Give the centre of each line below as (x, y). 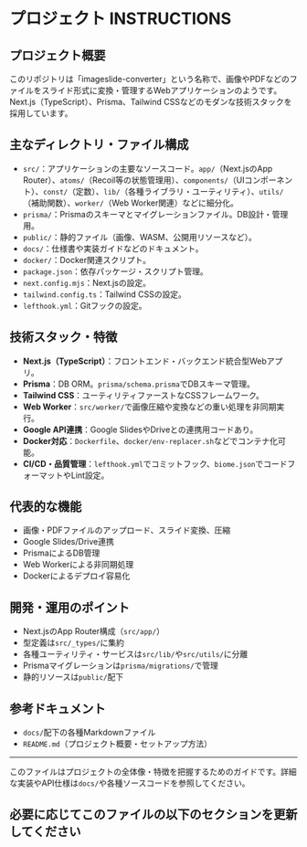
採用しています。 (41, 113)
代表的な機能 (46, 507)
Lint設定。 (90, 475)
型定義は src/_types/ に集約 (74, 643)
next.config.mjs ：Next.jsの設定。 (86, 282)
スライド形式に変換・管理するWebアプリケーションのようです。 (161, 90)
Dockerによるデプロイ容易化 (76, 576)
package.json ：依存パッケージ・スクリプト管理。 (115, 271)
